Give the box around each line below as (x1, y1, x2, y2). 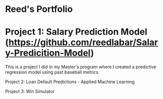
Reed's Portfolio (5, 3, 73, 15)
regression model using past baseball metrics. (5, 69, 100, 75)
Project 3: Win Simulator (5, 89, 55, 95)
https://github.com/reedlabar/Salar (8, 37, 158, 48)
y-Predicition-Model (5, 47, 91, 59)
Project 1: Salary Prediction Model (5, 26, 148, 38)
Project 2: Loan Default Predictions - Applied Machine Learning (5, 79, 135, 85)
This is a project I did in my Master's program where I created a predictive (5, 64, 157, 70)
